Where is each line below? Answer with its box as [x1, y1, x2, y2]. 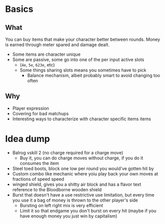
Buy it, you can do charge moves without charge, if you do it [19, 155, 143, 161]
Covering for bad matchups [12, 110, 69, 116]
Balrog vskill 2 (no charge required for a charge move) [12, 149, 123, 155]
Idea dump [5, 133, 50, 145]
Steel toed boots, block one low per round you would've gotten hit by [12, 165, 154, 171]
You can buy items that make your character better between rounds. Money [5, 36, 161, 42]
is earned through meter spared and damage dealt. [5, 42, 110, 48]
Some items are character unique [12, 51, 81, 57]
